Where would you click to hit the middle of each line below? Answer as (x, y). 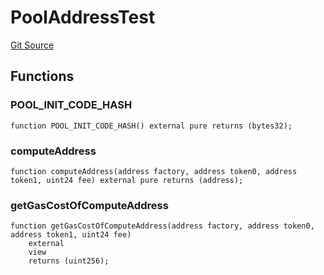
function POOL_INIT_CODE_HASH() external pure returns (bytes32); (151, 126)
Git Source (32, 45)
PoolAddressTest (83, 17)
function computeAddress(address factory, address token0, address (154, 171)
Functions (42, 76)
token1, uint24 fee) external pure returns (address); (127, 180)
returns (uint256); (69, 261)
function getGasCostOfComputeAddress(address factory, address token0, (162, 226)
